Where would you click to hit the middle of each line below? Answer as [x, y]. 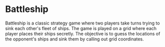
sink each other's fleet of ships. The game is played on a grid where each [81, 28]
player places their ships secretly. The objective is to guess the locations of [83, 33]
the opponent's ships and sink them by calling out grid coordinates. [74, 39]
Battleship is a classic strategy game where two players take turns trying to [82, 23]
